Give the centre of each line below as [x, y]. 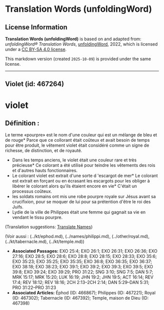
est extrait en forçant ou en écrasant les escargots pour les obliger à [81, 181]
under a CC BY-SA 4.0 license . [36, 49]
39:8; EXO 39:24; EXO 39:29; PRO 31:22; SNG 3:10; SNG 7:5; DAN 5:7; [83, 272]
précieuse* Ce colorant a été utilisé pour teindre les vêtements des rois [83, 165]
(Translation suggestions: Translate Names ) [49, 227]
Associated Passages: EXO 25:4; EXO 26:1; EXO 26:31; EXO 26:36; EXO [85, 251]
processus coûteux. [32, 191]
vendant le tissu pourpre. [37, 217]
